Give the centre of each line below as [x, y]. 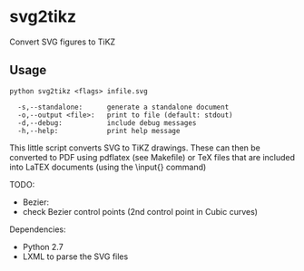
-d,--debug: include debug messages [107, 123]
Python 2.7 [43, 247]
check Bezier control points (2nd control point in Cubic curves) [140, 211]
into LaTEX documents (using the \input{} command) [108, 167]
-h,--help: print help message [99, 131]
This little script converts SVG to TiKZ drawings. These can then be [135, 148]
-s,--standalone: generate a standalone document [123, 107]
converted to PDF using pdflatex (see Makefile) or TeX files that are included [152, 157]
